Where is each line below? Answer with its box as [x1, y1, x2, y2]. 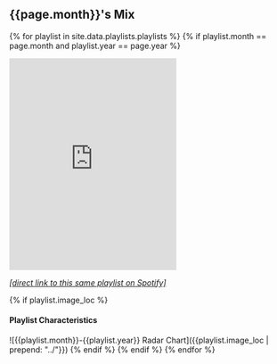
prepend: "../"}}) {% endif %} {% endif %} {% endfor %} [9, 344, 216, 355]
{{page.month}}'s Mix [9, 7, 135, 22]
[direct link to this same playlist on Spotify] [9, 277, 167, 288]
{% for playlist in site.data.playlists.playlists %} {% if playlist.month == [9, 30, 267, 41]
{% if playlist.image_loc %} [9, 294, 109, 305]
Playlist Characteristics [9, 315, 98, 326]
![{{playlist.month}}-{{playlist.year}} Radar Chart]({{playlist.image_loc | [9, 335, 269, 346]
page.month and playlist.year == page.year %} [9, 40, 181, 51]
